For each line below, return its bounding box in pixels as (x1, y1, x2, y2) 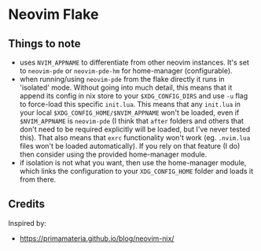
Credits (8, 197, 46, 211)
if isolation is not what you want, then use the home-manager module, (19, 158, 247, 167)
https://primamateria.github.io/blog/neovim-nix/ (19, 234, 175, 243)
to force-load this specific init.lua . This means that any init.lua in (19, 100, 241, 109)
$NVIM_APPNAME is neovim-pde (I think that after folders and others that (19, 116, 244, 125)
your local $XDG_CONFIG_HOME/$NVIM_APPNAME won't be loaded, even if (19, 108, 240, 117)
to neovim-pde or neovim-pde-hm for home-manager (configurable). (19, 66, 233, 76)
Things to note (8, 37, 81, 50)
